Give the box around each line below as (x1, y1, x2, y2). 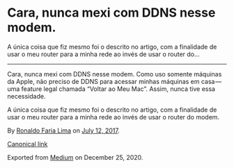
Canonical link (7, 140, 48, 148)
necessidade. (7, 92, 46, 100)
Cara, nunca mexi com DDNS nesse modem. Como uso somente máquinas (7, 69, 222, 78)
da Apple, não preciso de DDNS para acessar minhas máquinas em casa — (7, 77, 222, 85)
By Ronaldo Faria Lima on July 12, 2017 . (7, 126, 120, 135)
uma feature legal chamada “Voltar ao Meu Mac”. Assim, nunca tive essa (7, 85, 216, 93)
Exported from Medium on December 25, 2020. (7, 153, 143, 161)
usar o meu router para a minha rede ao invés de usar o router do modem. (7, 112, 220, 121)
